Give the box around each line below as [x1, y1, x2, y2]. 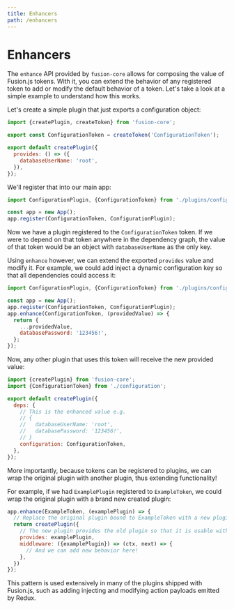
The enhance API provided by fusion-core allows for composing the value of [7, 70, 224, 78]
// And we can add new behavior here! [25, 547, 139, 554]
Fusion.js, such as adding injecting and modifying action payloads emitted [7, 587, 220, 595]
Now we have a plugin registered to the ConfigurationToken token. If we [7, 228, 213, 236]
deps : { [13, 402, 36, 409]
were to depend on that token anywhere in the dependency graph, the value [7, 235, 226, 244]
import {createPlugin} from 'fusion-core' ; [7, 376, 136, 384]
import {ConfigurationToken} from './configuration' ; [7, 382, 167, 389]
